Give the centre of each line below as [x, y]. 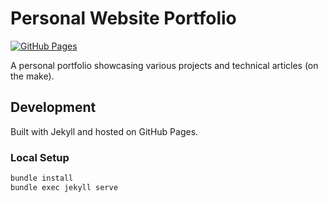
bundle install [42, 178]
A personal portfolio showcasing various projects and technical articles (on [164, 65]
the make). [32, 76]
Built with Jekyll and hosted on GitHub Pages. [104, 131]
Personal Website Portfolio [123, 18]
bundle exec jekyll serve [64, 187]
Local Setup [40, 157]
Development [53, 107]
